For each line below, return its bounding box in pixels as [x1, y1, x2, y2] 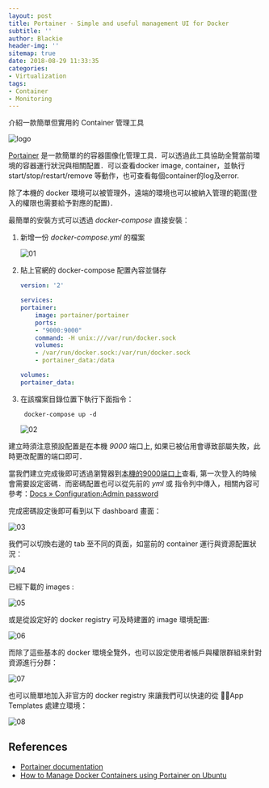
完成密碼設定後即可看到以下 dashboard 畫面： [8, 506, 162, 515]
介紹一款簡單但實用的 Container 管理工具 [8, 118, 145, 128]
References [8, 740, 68, 754]
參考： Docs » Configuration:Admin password [8, 489, 159, 498]
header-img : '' [8, 42, 60, 50]
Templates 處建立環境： [8, 701, 88, 710]
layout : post [8, 11, 53, 20]
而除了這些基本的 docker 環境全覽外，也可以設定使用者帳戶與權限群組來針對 [8, 647, 263, 657]
